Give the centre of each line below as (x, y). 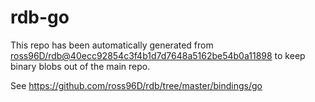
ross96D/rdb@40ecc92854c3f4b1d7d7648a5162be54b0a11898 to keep (158, 55)
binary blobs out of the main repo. (80, 66)
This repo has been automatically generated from (112, 45)
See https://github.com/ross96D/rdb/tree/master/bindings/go (136, 85)
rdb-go (40, 17)
